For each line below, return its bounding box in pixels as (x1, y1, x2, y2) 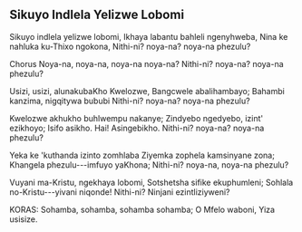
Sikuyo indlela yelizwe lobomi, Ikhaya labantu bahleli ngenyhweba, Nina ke (9, 31, 288, 42)
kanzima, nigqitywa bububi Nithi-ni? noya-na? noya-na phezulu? (9, 95, 251, 106)
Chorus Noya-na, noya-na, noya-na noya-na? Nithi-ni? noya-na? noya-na (9, 58, 284, 69)
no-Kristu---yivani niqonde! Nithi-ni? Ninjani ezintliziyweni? (9, 186, 230, 198)
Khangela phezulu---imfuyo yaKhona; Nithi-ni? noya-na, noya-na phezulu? (9, 159, 289, 170)
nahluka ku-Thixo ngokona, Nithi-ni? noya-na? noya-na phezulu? (9, 41, 251, 52)
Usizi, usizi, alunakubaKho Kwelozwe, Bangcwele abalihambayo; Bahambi (9, 85, 286, 96)
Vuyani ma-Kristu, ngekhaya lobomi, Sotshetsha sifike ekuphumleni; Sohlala (9, 177, 294, 188)
